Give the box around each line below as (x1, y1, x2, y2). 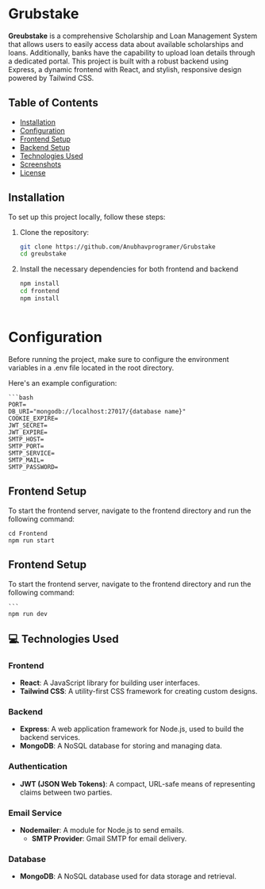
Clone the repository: (19, 227, 90, 237)
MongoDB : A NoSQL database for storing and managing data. (19, 741, 222, 751)
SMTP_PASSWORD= (8, 463, 59, 471)
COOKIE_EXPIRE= (8, 414, 59, 422)
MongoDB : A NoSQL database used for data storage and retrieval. (19, 872, 236, 881)
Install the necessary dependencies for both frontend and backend (19, 264, 239, 274)
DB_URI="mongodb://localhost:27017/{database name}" (8, 407, 186, 415)
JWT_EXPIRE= (8, 428, 48, 437)
